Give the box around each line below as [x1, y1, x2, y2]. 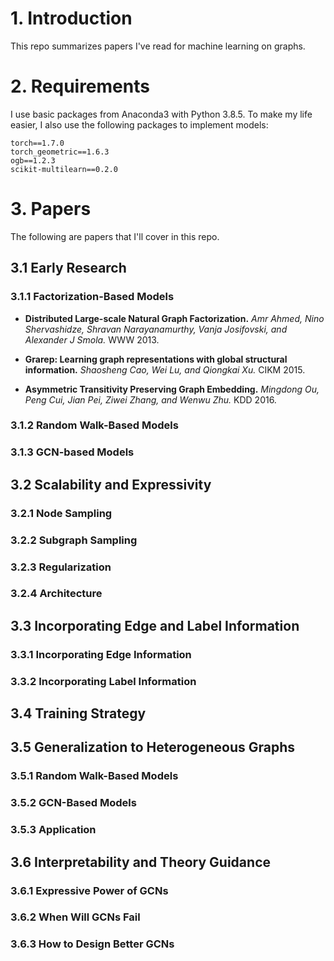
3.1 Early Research [10, 260, 127, 277]
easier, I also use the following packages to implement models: [10, 118, 269, 131]
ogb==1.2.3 [10, 155, 56, 166]
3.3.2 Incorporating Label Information [10, 674, 197, 688]
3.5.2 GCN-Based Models [10, 796, 137, 810]
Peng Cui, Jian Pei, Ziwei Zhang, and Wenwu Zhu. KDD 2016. [24, 393, 277, 406]
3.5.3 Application [10, 823, 97, 837]
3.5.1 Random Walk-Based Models [10, 769, 179, 783]
